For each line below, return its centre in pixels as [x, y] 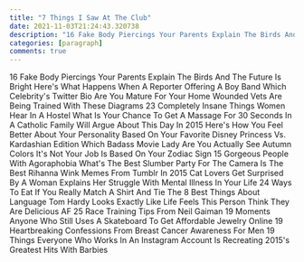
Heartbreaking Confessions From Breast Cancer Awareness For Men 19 [142, 230]
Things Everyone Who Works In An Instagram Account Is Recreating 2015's [150, 240]
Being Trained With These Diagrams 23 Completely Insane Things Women [147, 106]
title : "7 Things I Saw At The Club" [81, 18]
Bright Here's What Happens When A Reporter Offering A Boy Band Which [148, 87]
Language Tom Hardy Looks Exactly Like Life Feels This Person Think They [149, 202]
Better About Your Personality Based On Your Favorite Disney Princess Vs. [148, 135]
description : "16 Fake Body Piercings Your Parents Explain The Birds [145, 34]
